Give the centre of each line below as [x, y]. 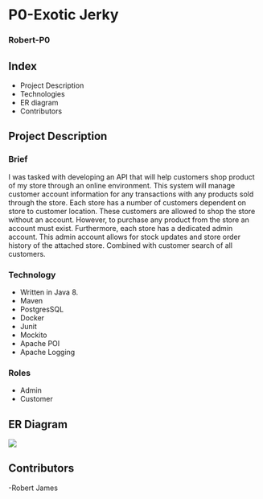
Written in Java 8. [49, 292]
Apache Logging [47, 352]
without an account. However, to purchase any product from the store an [129, 220]
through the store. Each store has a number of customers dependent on [127, 202]
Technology [32, 274]
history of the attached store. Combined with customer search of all [121, 245]
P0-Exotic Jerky [64, 15]
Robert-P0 [29, 40]
